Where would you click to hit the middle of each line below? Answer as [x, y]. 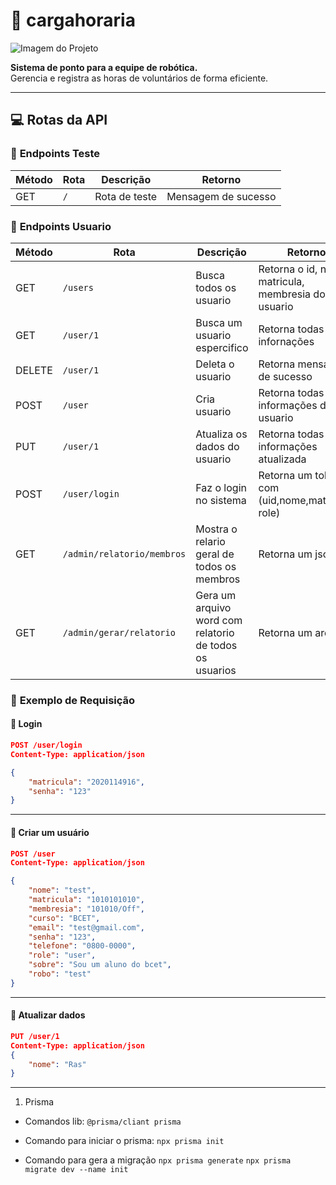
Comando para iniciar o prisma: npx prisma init [124, 1141]
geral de [215, 554]
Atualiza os [221, 434]
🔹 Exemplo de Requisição [73, 700]
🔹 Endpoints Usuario [61, 226]
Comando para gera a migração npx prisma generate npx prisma [158, 1160]
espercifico [222, 347]
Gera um [216, 595]
